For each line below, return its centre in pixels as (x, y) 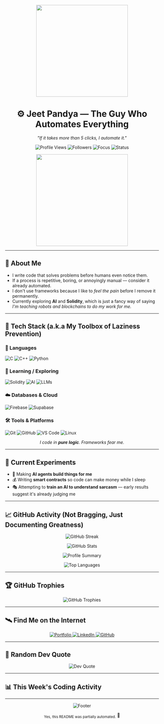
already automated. (32, 285)
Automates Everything (82, 124)
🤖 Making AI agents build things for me (52, 474)
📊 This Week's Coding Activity (53, 687)
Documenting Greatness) (44, 525)
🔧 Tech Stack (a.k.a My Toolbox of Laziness (72, 326)
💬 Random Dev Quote (38, 654)
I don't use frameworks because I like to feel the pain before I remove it (84, 291)
